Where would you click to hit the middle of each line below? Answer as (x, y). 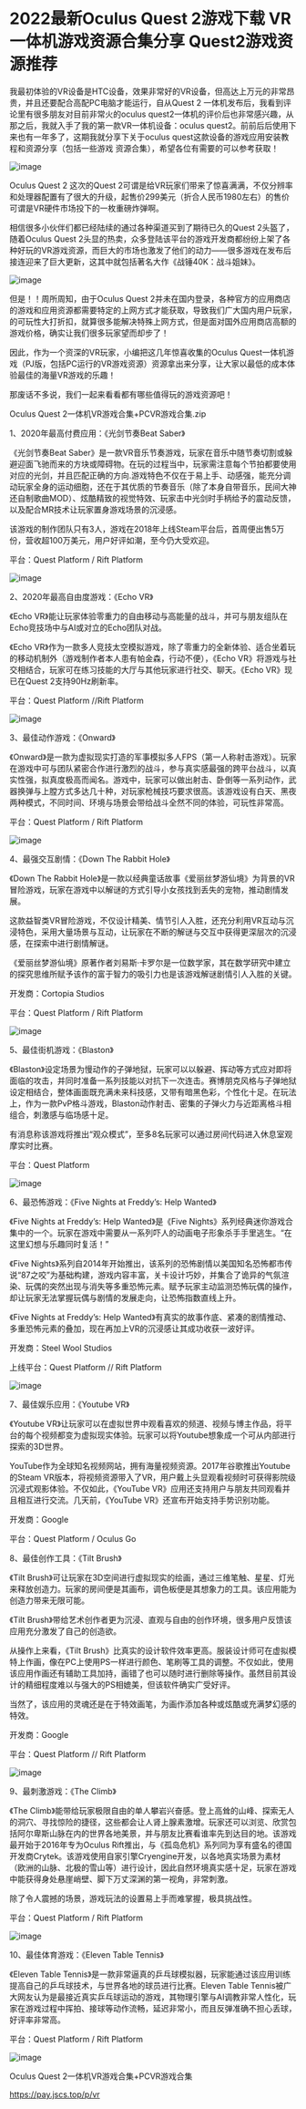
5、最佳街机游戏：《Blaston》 (61, 1049)
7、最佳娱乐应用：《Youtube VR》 (70, 1404)
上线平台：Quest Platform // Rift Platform (86, 1367)
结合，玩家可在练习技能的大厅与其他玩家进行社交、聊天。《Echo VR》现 (159, 669)
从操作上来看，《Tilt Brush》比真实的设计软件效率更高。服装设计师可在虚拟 (149, 1650)
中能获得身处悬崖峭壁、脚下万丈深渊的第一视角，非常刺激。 (121, 1878)
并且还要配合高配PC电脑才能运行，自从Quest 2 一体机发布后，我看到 (154, 102)
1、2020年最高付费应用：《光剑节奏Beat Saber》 (97, 433)
